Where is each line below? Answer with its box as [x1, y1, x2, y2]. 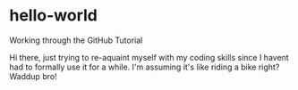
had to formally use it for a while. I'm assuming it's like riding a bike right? [9, 61, 280, 72]
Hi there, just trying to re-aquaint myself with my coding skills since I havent [9, 52, 289, 62]
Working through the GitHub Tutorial [9, 35, 143, 45]
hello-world [9, 5, 98, 26]
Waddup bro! [9, 70, 57, 81]
